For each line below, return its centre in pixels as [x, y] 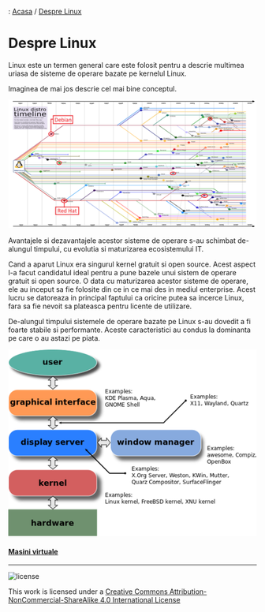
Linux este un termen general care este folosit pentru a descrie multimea [126, 65]
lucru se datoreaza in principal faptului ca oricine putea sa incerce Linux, [126, 297]
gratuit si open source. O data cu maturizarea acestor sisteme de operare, [128, 281]
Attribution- [188, 591]
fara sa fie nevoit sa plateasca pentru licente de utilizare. [100, 306]
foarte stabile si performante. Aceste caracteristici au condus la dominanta [129, 330]
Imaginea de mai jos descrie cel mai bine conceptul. [93, 88]
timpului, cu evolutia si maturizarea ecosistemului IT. [119, 248]
